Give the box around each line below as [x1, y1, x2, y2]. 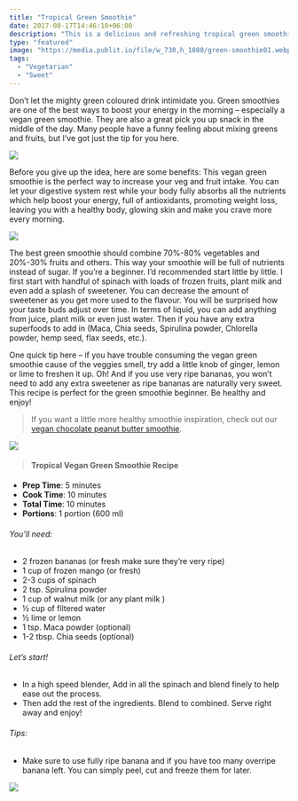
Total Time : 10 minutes [21, 499, 106, 509]
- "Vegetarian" [17, 63, 74, 72]
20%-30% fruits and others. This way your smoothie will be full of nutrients [9, 256, 286, 267]
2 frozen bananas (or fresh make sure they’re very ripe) [21, 556, 225, 567]
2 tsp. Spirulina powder [21, 585, 107, 595]
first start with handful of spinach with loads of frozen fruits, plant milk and [9, 276, 282, 287]
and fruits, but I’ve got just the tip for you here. [9, 132, 180, 143]
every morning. [9, 214, 65, 224]
